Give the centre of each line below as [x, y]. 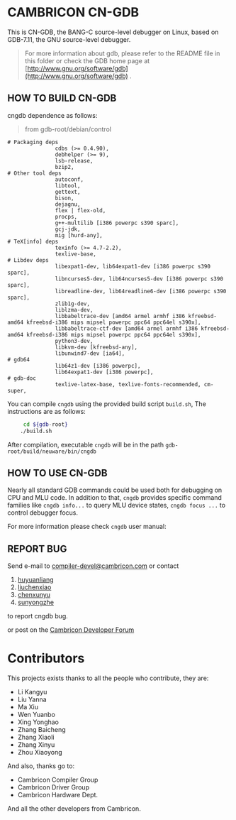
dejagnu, [68, 204]
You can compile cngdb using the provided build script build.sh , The [107, 404]
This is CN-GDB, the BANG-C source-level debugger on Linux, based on [113, 32]
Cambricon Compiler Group [58, 780]
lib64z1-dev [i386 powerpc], [98, 366]
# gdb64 [19, 359]
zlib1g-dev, [73, 304]
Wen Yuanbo [36, 715]
